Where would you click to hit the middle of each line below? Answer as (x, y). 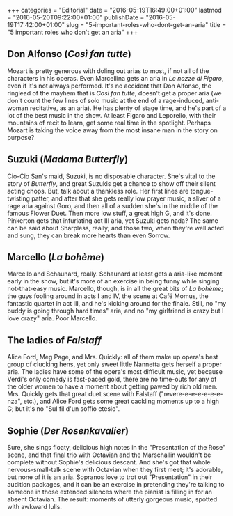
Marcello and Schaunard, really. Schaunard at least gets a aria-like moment (115, 274)
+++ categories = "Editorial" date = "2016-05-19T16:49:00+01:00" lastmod (115, 10)
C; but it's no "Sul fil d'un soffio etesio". (64, 409)
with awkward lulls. (35, 507)
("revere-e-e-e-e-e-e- (191, 394)
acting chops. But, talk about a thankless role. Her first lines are (98, 191)
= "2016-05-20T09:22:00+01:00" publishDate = (76, 17)
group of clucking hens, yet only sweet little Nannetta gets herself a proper (115, 364)
